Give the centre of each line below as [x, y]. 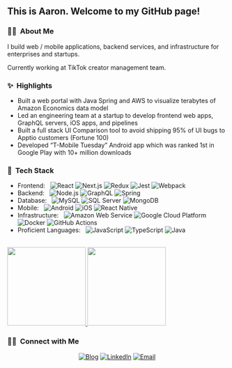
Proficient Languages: [49, 230]
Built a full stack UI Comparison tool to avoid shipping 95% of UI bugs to [121, 130]
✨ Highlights [30, 85]
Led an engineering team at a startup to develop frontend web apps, [115, 115]
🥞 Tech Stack [31, 170]
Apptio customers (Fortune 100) [63, 137]
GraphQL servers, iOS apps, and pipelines [77, 123]
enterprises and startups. [44, 54]
